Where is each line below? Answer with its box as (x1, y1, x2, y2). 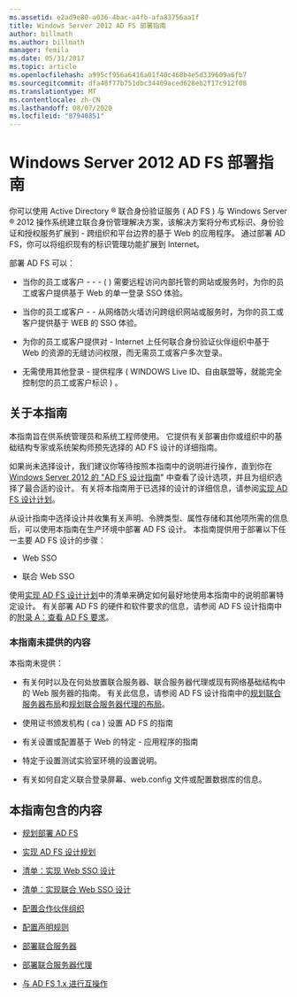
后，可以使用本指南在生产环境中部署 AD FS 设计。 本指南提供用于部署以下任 (9, 523, 286, 534)
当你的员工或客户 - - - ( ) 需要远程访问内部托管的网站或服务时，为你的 (21, 276, 277, 288)
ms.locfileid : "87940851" (9, 112, 104, 120)
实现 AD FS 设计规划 (21, 846, 96, 857)
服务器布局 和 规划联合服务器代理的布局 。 (21, 699, 170, 709)
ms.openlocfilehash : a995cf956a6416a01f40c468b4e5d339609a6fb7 (9, 71, 247, 80)
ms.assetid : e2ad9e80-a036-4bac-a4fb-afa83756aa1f (9, 12, 200, 22)
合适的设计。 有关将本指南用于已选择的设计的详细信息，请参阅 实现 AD (32, 483, 288, 493)
